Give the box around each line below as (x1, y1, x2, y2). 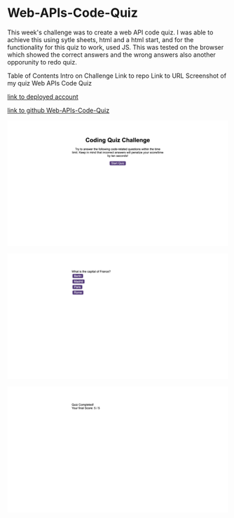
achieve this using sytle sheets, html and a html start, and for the (7, 35, 194, 43)
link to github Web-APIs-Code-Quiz (7, 106, 110, 114)
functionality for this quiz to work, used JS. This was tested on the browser (7, 43, 224, 51)
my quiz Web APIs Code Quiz (7, 79, 92, 87)
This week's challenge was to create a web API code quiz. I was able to (7, 28, 214, 36)
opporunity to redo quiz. (7, 57, 77, 66)
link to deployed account (7, 93, 78, 101)
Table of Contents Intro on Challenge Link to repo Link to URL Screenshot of (7, 71, 226, 80)
